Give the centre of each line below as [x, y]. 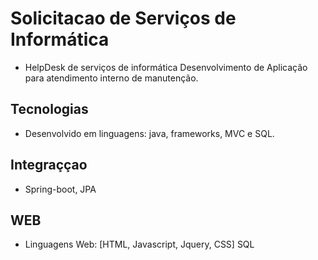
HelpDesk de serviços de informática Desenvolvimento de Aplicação [166, 67]
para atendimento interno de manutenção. [111, 78]
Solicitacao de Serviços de [123, 18]
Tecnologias [49, 109]
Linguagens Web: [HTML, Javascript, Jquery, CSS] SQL [139, 244]
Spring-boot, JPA [60, 189]
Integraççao [49, 165]
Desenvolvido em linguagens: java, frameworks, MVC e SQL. [149, 133]
